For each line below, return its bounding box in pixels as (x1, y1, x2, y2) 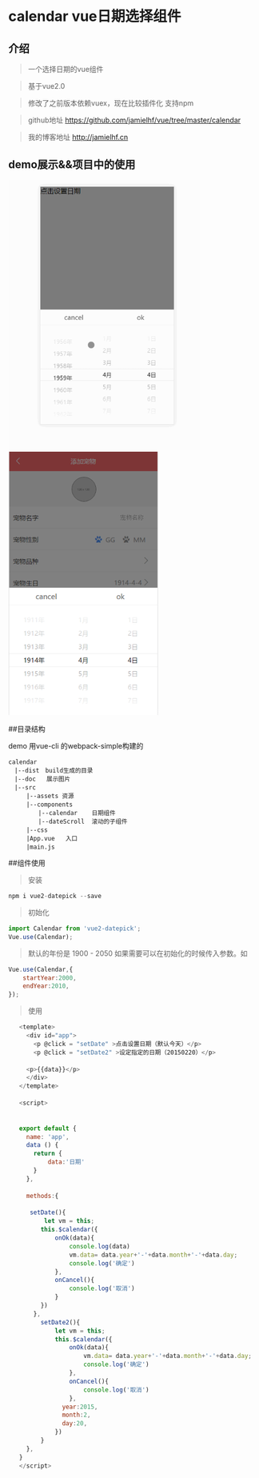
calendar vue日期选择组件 (8, 7, 181, 26)
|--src (14, 784, 36, 792)
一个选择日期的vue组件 (27, 65, 104, 74)
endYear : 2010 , (22, 982, 70, 990)
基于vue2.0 (27, 82, 66, 90)
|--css (26, 826, 48, 834)
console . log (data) (69, 1242, 130, 1250)
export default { (18, 1124, 78, 1132)
